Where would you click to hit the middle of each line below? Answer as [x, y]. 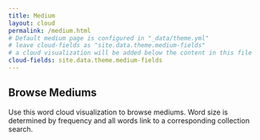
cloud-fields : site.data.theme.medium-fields [85, 61]
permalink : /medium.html [50, 30]
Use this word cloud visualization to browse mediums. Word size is [118, 112]
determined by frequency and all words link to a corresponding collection [129, 120]
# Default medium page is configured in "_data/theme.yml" [109, 38]
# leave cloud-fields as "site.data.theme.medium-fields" [107, 46]
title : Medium [32, 16]
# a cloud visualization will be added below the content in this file [130, 53]
